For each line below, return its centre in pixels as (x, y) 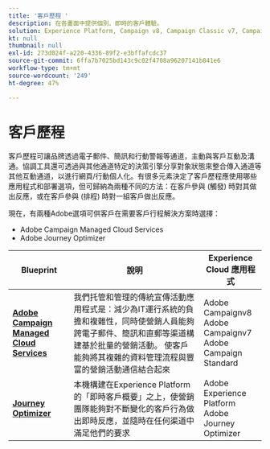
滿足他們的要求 (102, 433)
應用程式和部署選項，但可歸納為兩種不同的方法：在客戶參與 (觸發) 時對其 (129, 187)
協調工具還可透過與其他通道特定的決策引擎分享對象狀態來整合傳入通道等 (142, 167)
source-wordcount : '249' (50, 76)
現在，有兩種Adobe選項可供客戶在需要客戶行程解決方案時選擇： (115, 213)
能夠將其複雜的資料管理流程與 (130, 357)
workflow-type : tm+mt (45, 68)
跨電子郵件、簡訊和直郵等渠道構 (134, 333)
